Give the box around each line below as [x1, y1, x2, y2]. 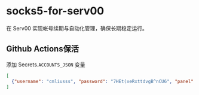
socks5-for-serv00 [6, 4, 105, 18]
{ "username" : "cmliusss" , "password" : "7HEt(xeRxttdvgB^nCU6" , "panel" [11, 78, 194, 84]
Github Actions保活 [6, 44, 79, 54]
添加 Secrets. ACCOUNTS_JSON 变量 [6, 61, 85, 68]
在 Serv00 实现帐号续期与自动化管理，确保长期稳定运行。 [6, 24, 148, 32]
